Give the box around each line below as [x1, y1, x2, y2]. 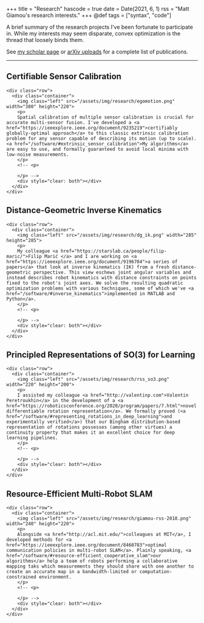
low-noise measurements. [6, 151, 69, 158]
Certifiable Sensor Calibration [6, 71, 121, 82]
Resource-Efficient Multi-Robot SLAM [6, 489, 153, 499]
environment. [38, 574, 72, 580]
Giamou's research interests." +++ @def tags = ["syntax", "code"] [6, 12, 172, 19]
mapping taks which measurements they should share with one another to [6, 563, 194, 569]
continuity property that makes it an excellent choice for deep [6, 430, 175, 436]
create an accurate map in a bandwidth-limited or [6, 569, 137, 575]
